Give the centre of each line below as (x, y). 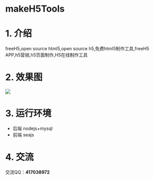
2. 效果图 (24, 77)
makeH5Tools (35, 9)
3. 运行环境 (28, 113)
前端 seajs (23, 135)
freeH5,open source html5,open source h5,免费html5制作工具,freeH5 (77, 49)
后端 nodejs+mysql (33, 128)
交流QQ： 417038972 (27, 172)
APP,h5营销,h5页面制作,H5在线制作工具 (47, 55)
